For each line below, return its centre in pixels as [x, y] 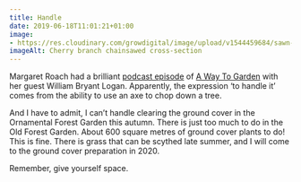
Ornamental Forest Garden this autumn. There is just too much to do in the [146, 123]
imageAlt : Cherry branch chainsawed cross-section [106, 51]
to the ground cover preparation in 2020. [84, 151]
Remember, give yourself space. [69, 169]
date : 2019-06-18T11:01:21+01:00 [72, 26]
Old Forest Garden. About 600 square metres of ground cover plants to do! [147, 132]
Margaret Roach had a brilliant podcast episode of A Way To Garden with [144, 76]
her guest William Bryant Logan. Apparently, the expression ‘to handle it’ [142, 86]
